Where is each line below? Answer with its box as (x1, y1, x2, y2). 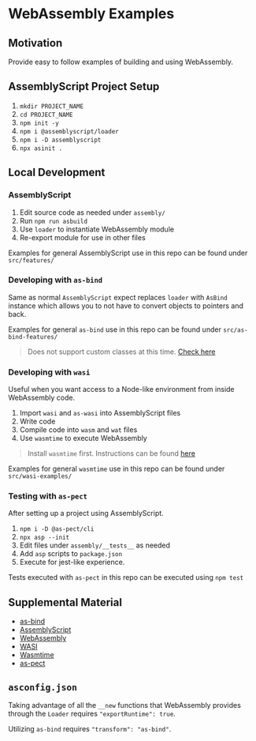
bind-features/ (8, 333, 58, 340)
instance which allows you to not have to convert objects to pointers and (8, 301, 244, 310)
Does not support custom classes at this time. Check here (27, 347, 216, 356)
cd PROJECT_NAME (19, 111, 73, 118)
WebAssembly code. (8, 393, 76, 403)
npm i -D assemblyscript (19, 136, 102, 144)
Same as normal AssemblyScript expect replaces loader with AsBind (8, 292, 228, 302)
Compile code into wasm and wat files (19, 425, 138, 434)
